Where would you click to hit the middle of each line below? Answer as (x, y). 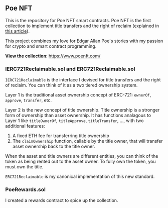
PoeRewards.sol (26, 189)
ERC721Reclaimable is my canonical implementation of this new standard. (80, 177)
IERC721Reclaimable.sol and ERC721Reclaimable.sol (70, 69)
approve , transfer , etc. (28, 100)
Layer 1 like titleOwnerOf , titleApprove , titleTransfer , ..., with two (74, 121)
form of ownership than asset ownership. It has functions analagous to (78, 116)
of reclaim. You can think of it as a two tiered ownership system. (71, 85)
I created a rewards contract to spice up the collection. (62, 200)
